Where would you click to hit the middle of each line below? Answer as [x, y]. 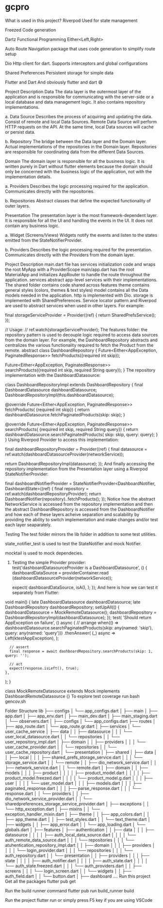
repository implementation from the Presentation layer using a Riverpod [76, 469]
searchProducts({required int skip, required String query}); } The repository [80, 370]
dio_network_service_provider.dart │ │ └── [49, 799]
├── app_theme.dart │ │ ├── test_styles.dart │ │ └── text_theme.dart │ [78, 819]
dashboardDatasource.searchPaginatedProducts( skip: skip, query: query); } [81, 434]
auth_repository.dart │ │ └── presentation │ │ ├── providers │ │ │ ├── [77, 855]
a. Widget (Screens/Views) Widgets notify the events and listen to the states [81, 235]
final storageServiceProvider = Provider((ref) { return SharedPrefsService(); [81, 315]
